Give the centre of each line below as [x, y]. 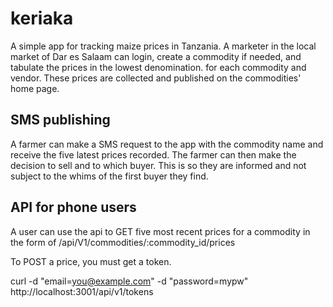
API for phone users [73, 207]
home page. [35, 88]
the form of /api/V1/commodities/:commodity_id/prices [123, 242]
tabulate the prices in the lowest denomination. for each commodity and [158, 67]
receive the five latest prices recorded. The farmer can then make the [153, 154]
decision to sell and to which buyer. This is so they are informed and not [158, 165]
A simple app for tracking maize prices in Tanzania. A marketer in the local [163, 46]
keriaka [42, 18]
